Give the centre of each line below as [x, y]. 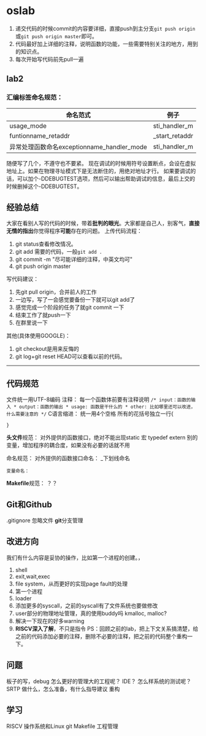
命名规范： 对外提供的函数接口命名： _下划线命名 [68, 458]
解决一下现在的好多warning [50, 621]
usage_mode [28, 125]
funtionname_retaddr [40, 136]
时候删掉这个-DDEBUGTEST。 [44, 186]
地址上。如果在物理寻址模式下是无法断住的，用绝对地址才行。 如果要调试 [98, 171]
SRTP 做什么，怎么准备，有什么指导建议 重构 [63, 689]
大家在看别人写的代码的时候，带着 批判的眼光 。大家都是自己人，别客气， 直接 [103, 223]
